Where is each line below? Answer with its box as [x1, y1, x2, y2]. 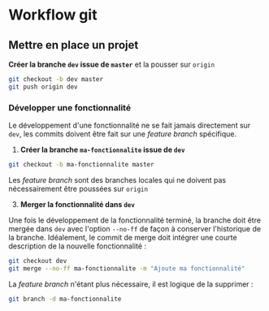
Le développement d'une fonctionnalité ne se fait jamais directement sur [8, 120, 251, 131]
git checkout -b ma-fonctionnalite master [8, 161, 154, 169]
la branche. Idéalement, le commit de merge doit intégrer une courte [8, 232, 237, 242]
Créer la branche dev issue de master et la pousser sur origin [8, 59, 215, 69]
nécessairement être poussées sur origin [8, 184, 149, 193]
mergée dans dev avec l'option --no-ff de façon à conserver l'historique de [8, 223, 262, 233]
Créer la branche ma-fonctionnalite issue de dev [20, 145, 185, 155]
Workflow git [8, 6, 98, 24]
